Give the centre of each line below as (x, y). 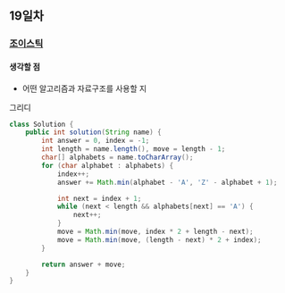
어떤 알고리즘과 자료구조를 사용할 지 (84, 88)
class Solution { (42, 124)
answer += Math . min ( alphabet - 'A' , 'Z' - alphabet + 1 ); (167, 182)
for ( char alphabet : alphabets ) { (108, 165)
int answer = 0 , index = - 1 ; (96, 141)
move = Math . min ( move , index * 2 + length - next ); (155, 232)
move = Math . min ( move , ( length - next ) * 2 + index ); (159, 239)
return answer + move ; (84, 264)
